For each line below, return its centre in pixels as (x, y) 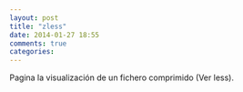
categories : (32, 52)
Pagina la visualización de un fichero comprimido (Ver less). (122, 77)
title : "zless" (38, 26)
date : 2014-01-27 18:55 (55, 35)
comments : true (38, 43)
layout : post (34, 18)
